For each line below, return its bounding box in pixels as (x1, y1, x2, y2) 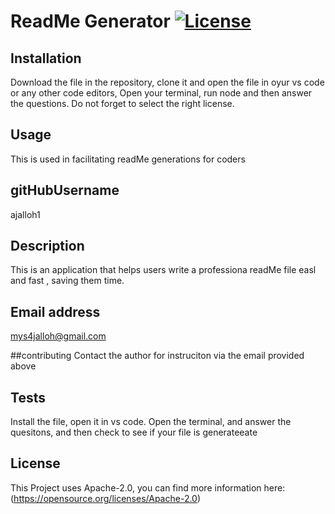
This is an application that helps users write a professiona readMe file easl (10, 264, 317, 276)
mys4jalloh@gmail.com (10, 330, 107, 342)
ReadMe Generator (10, 10, 171, 33)
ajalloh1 (10, 208, 41, 220)
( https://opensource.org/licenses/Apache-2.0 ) (10, 492, 202, 504)
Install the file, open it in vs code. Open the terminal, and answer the (10, 416, 292, 428)
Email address (10, 303, 101, 320)
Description (10, 238, 85, 255)
